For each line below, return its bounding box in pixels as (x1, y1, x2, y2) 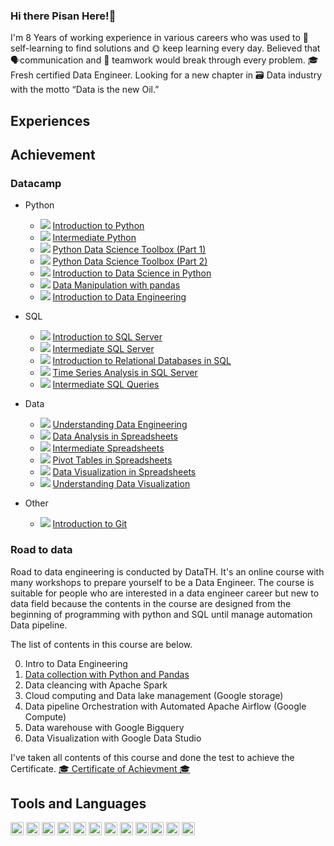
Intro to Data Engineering (24, 657, 128, 669)
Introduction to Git (52, 518, 128, 530)
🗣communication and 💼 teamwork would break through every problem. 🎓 (10, 54, 319, 66)
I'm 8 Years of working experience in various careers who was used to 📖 (10, 32, 309, 44)
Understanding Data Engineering (52, 419, 188, 431)
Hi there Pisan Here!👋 (10, 9, 117, 23)
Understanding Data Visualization (52, 478, 191, 490)
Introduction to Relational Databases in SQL (52, 355, 232, 367)
